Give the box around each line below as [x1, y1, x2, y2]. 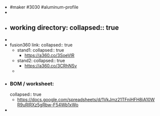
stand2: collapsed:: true [17, 58, 65, 63]
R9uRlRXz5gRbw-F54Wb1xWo [17, 102, 79, 108]
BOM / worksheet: [9, 80, 54, 87]
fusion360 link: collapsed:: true [9, 42, 73, 48]
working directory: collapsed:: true [9, 24, 119, 32]
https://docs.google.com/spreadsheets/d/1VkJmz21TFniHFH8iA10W [17, 97, 155, 103]
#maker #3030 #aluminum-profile [9, 4, 79, 10]
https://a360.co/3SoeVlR [24, 52, 75, 58]
